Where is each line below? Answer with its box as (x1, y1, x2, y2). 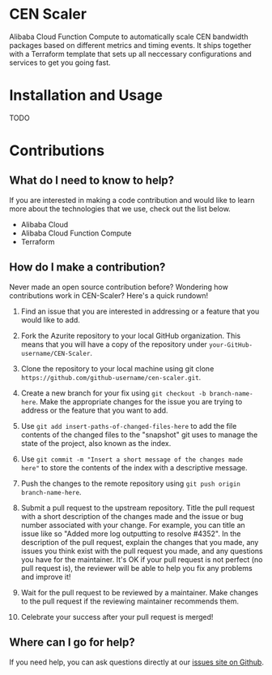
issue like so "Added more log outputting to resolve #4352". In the (20, 529, 241, 539)
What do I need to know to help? (9, 174, 175, 188)
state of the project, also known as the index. (20, 438, 172, 448)
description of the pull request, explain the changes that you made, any (20, 537, 259, 547)
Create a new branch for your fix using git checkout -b (20, 387, 206, 398)
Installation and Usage (9, 86, 163, 105)
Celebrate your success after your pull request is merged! (20, 612, 214, 621)
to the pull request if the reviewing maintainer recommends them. (20, 596, 240, 606)
